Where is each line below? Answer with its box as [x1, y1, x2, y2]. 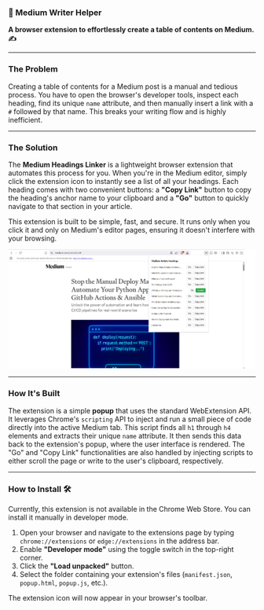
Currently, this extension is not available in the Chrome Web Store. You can [8, 504, 251, 513]
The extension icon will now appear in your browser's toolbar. [8, 593, 208, 602]
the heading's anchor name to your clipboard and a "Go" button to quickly [8, 193, 249, 203]
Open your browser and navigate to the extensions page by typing [19, 527, 234, 537]
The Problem [8, 64, 59, 75]
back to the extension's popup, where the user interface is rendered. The [8, 439, 245, 449]
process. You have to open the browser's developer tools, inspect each [8, 90, 239, 99]
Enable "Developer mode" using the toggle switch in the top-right [19, 544, 234, 553]
